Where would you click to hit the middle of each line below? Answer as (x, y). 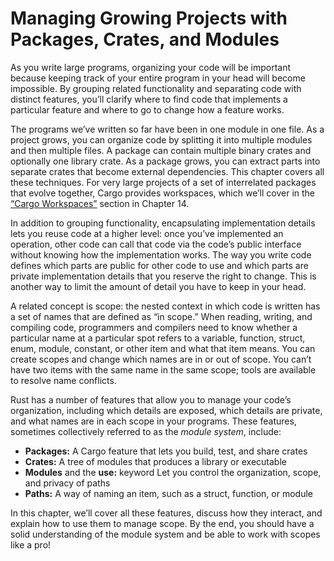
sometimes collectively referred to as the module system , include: (146, 431)
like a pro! (31, 544)
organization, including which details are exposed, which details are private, (166, 410)
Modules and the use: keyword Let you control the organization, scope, (173, 472)
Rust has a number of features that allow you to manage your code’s (151, 399)
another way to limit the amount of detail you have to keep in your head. (158, 286)
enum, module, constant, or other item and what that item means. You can (163, 348)
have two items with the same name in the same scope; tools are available (163, 369)
